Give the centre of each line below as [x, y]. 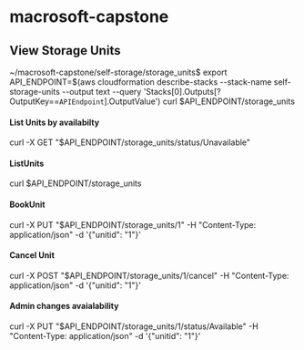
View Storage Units [65, 51]
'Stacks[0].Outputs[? [182, 92]
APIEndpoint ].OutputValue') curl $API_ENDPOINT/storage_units [177, 101]
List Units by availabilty [55, 122]
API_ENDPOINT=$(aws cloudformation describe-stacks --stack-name [141, 82]
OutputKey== [35, 101]
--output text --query [102, 92]
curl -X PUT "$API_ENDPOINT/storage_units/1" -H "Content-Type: [133, 224]
